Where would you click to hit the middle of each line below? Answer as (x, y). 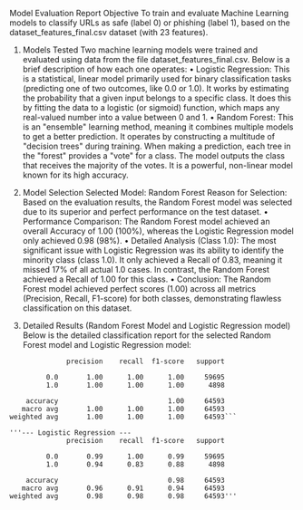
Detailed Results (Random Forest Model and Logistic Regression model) (156, 326)
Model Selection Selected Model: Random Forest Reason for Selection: (155, 192)
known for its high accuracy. (75, 175)
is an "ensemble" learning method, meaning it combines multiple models (158, 127)
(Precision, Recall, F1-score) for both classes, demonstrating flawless (152, 298)
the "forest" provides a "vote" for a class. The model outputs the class (154, 156)
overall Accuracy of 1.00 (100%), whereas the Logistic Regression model (158, 231)
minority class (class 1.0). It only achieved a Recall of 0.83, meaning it (152, 260)
